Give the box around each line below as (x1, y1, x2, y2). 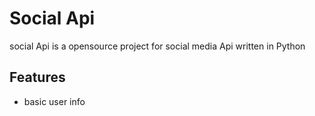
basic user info (23, 95, 86, 107)
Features (9, 69, 66, 86)
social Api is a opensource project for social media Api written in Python (9, 40, 306, 52)
